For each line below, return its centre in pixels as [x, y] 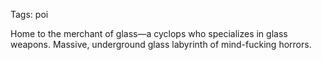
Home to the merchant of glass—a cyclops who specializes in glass [149, 33]
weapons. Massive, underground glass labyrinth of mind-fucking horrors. [161, 44]
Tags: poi [29, 14]
